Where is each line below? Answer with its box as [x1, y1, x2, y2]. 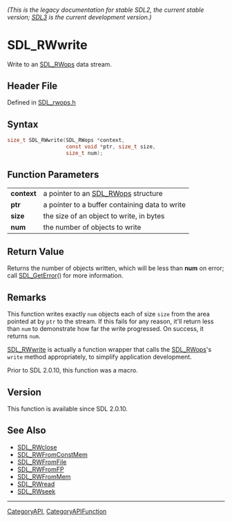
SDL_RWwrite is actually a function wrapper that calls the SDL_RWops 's [7, 345, 212, 354]
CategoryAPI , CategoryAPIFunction [7, 507, 107, 515]
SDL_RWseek [17, 487, 56, 495]
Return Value [7, 246, 64, 258]
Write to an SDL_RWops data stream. [7, 60, 113, 69]
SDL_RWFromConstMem [17, 450, 88, 458]
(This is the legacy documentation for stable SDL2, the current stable [7, 6, 204, 14]
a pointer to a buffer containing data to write [43, 199, 186, 209]
